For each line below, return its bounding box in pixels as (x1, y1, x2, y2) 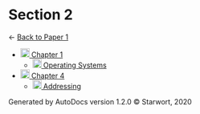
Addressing (43, 81, 82, 91)
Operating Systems (43, 60, 107, 70)
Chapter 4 (31, 71, 65, 80)
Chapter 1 (31, 50, 63, 59)
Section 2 (8, 6, 74, 24)
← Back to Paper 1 (8, 32, 69, 42)
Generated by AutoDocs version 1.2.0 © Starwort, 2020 (8, 96, 193, 106)
